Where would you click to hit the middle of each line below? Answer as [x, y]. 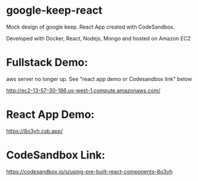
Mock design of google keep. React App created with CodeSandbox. [90, 27]
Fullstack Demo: [47, 63]
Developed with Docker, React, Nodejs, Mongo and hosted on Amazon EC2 [98, 38]
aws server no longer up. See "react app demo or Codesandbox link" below [99, 79]
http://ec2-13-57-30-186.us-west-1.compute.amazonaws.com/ [83, 90]
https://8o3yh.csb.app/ [35, 131]
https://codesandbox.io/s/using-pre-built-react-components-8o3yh [89, 171]
